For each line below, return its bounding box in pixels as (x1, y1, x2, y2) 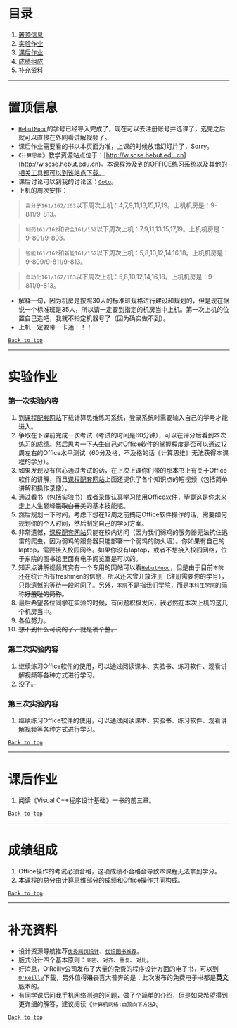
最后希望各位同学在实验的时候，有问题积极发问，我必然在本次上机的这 (18, 598, 222, 607)
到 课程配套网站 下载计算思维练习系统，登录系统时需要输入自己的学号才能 (18, 413, 228, 422)
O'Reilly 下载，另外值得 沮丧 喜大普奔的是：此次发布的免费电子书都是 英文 (18, 973, 229, 981)
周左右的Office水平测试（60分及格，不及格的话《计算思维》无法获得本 (18, 449, 223, 457)
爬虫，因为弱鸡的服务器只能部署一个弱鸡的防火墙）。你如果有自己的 (30, 537, 225, 545)
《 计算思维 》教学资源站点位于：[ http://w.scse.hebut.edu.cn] (18, 150, 186, 159)
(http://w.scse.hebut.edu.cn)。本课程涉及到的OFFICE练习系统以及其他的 (18, 159, 228, 168)
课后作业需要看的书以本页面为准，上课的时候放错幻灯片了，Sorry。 (18, 142, 214, 150)
